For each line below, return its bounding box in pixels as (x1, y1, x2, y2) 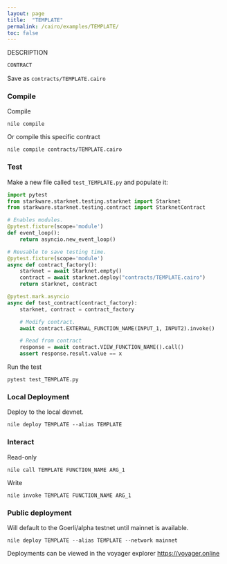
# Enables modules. (7, 217, 64, 224)
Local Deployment (7, 392, 70, 402)
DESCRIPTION (7, 48, 48, 57)
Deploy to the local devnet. (7, 408, 84, 416)
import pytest (7, 191, 48, 198)
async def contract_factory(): (7, 261, 98, 269)
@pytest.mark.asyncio (7, 293, 70, 300)
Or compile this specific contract (7, 133, 100, 141)
